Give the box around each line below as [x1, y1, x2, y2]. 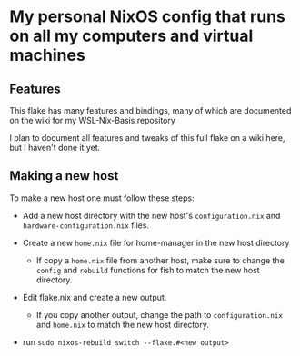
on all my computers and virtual [9, 25, 254, 46]
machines [9, 45, 86, 65]
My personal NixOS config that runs [9, 6, 286, 27]
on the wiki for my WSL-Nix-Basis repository [9, 115, 175, 125]
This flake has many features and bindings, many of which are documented [9, 105, 292, 115]
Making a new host [9, 168, 119, 183]
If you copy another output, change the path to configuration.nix [35, 309, 284, 320]
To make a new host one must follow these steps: [9, 193, 195, 203]
